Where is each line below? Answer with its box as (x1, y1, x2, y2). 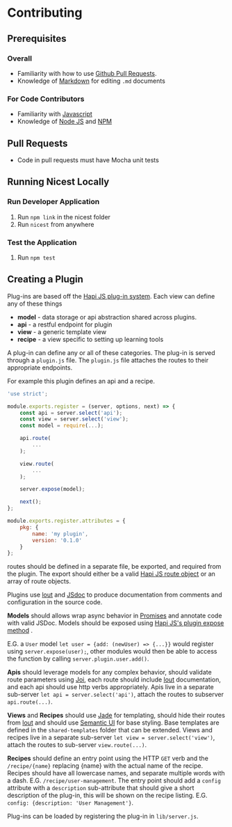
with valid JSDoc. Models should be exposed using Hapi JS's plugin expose (7, 619, 224, 627)
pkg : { (19, 523, 39, 530)
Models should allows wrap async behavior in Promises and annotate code (7, 611, 222, 620)
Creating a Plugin (7, 274, 83, 285)
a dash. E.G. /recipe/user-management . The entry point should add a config (7, 776, 221, 785)
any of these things (7, 299, 63, 308)
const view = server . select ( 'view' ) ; (19, 416, 129, 423)
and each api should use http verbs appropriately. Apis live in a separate (7, 683, 214, 691)
